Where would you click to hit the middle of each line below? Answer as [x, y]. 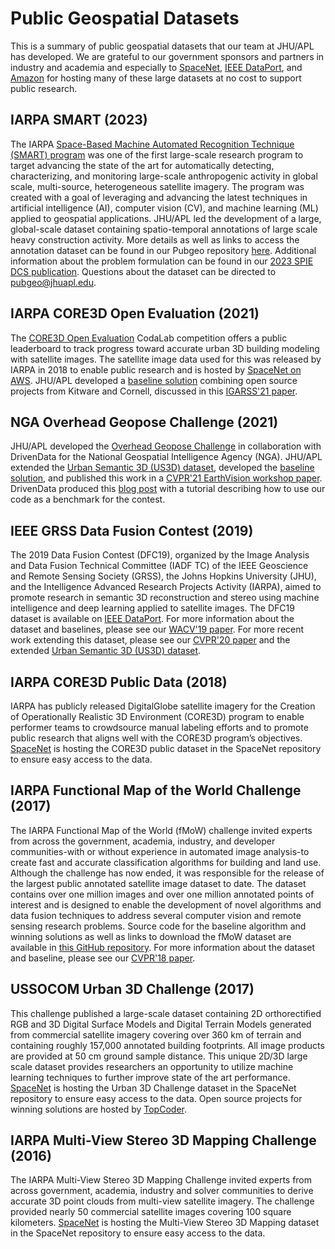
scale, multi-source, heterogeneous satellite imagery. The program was [157, 186]
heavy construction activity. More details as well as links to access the [155, 239]
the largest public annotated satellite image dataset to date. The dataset [158, 883]
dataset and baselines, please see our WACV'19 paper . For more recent [157, 629]
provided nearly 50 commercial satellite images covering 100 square [151, 1212]
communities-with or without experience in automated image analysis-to [160, 851]
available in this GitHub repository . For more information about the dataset [163, 947]
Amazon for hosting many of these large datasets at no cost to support [156, 78]
